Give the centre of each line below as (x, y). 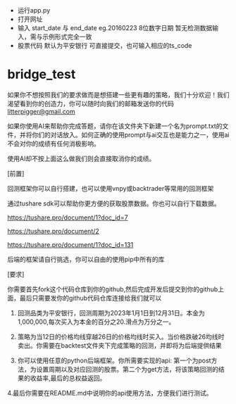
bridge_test (42, 74)
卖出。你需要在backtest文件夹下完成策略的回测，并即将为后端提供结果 (119, 345)
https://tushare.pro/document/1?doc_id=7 (68, 217)
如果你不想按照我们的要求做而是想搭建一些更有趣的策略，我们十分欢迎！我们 (118, 94)
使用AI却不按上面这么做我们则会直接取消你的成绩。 (81, 158)
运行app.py (34, 10)
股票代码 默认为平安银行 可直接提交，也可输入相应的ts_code (105, 45)
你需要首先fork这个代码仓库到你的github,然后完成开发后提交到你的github (113, 289)
